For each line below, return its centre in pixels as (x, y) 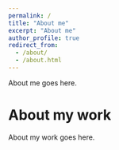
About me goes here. (42, 83)
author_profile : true (44, 38)
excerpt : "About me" (42, 30)
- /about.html (38, 61)
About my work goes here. (52, 137)
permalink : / (30, 16)
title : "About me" (38, 23)
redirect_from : (33, 45)
